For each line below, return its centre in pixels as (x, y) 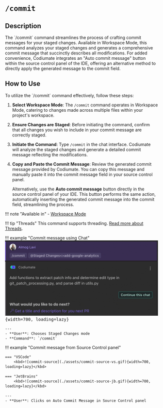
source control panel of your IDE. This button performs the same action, (84, 194)
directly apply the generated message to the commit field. (63, 68)
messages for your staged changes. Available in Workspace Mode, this (76, 43)
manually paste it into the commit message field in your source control (82, 174)
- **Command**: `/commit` (31, 338)
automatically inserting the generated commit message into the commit (83, 199)
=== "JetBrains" (21, 376)
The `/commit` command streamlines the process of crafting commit (73, 37)
